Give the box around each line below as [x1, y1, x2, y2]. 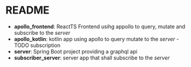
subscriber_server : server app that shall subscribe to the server [13, 54, 170, 61]
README [5, 4, 50, 17]
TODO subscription [13, 42, 61, 49]
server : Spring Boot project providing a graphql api [13, 48, 138, 55]
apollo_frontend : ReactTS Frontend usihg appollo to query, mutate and [13, 23, 186, 30]
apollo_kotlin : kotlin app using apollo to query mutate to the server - [13, 35, 179, 42]
